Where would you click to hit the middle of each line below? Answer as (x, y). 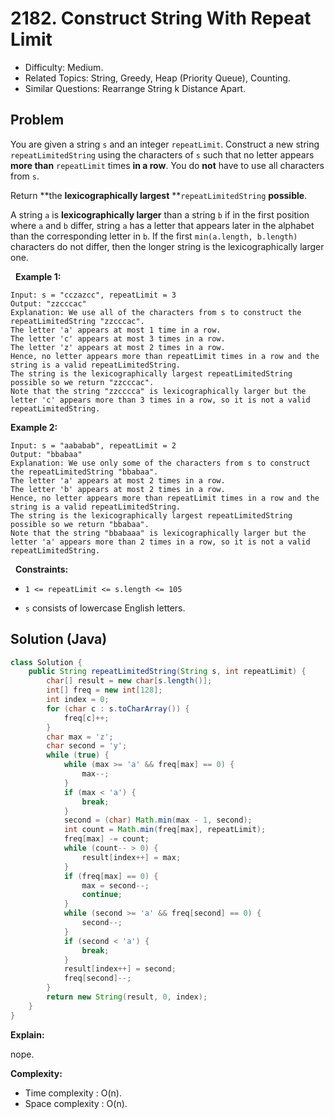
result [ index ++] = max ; (131, 857)
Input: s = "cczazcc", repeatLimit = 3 (93, 295)
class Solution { (46, 662)
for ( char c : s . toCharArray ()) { (118, 708)
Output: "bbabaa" (46, 454)
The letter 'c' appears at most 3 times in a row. (118, 338)
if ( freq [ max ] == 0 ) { (111, 876)
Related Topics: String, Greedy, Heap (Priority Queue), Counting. (157, 78)
